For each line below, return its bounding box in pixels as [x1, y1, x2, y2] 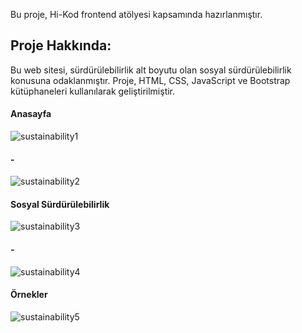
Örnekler [10, 289, 48, 301]
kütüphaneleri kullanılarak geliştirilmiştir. [10, 85, 176, 97]
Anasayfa [10, 108, 52, 120]
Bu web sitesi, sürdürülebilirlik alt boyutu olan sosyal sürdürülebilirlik [10, 64, 292, 76]
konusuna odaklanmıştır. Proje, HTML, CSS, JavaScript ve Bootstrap [10, 74, 291, 86]
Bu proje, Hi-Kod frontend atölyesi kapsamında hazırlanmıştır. [10, 9, 263, 20]
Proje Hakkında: [10, 37, 112, 54]
